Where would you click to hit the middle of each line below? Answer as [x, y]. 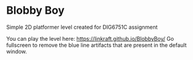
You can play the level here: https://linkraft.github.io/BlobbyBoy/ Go [90, 38]
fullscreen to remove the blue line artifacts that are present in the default [97, 45]
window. [17, 51]
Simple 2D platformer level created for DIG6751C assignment [82, 27]
